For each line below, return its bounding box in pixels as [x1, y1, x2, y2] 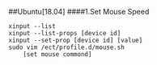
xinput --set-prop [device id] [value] [8, 36, 143, 44]
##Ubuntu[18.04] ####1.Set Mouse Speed [8, 7, 150, 16]
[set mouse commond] [23, 51, 92, 59]
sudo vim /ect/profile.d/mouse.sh [8, 43, 125, 51]
